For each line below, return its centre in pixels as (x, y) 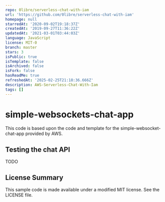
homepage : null (21, 19)
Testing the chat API (38, 149)
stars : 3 (14, 52)
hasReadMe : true (22, 76)
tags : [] (14, 89)
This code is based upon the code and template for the (62, 128)
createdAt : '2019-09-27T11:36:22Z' (43, 29)
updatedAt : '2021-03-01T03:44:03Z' (43, 33)
